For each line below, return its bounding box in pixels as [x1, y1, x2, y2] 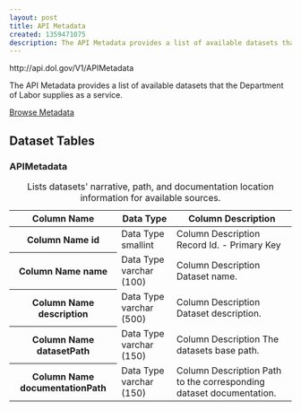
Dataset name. [176, 270, 237, 283]
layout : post [9, 13, 58, 22]
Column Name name [18, 265, 108, 277]
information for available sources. [80, 191, 221, 204]
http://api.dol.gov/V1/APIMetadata [9, 63, 134, 74]
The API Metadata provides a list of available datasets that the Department [9, 80, 284, 91]
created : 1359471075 [9, 30, 87, 39]
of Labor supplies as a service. [9, 90, 124, 101]
